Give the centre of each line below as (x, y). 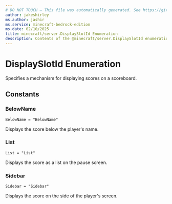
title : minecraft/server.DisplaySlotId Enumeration (61, 34)
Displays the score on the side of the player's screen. (61, 196)
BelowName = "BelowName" (32, 119)
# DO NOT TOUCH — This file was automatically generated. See (73, 10)
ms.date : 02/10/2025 (27, 29)
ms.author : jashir (25, 19)
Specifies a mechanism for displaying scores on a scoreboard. (71, 78)
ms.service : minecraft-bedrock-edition (48, 24)
